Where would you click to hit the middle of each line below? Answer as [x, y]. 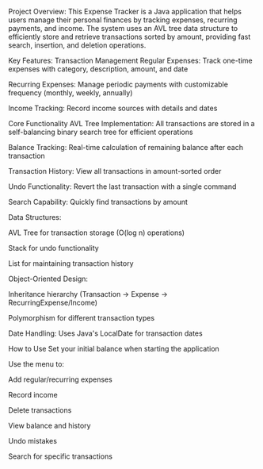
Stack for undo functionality [53, 248]
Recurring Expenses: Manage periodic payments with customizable [118, 84]
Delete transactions [40, 410]
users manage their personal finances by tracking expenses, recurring [123, 20]
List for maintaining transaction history [71, 263]
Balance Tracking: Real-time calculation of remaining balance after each [126, 147]
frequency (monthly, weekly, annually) [71, 93]
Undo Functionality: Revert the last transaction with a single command [122, 186]
